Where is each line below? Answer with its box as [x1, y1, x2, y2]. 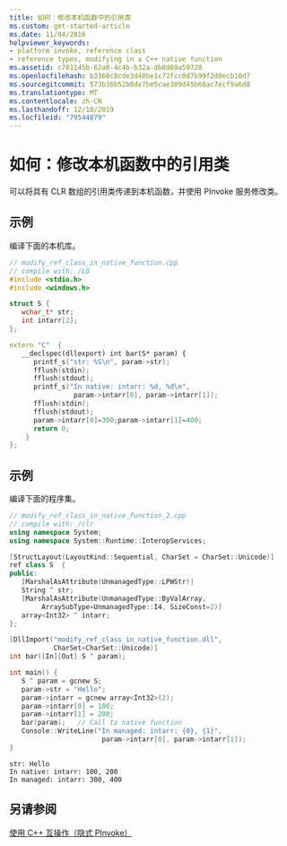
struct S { [9, 300, 50, 309]
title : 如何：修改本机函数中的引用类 [9, 13, 132, 22]
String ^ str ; [21, 586, 74, 595]
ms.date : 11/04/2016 [9, 30, 87, 39]
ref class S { [9, 561, 66, 570]
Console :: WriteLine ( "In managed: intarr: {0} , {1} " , [21, 727, 222, 736]
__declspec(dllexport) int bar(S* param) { [21, 349, 187, 358]
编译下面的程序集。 [9, 493, 81, 504]
